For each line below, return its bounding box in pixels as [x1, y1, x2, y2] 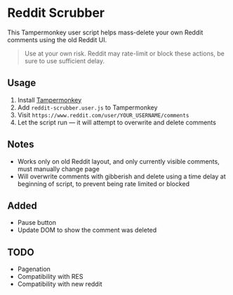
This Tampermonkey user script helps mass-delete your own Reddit [7, 28, 204, 37]
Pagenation [17, 265, 51, 273]
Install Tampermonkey [17, 96, 82, 104]
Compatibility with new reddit [17, 280, 103, 289]
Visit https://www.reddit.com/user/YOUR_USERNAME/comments [17, 110, 189, 119]
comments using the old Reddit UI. [7, 35, 107, 44]
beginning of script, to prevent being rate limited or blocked [17, 179, 190, 188]
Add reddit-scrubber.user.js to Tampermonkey [17, 103, 158, 112]
